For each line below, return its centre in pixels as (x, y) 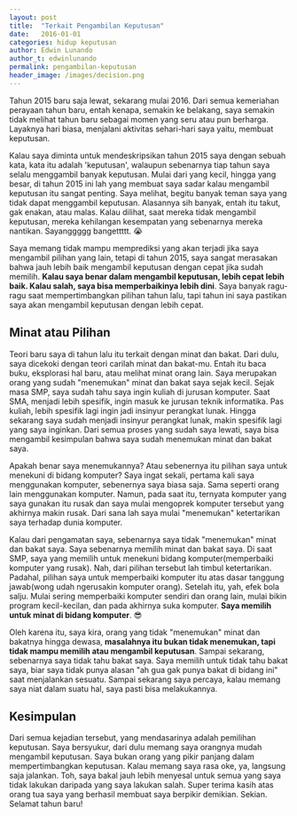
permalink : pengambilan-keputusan (73, 67)
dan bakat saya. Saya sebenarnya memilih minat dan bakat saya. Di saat (141, 549)
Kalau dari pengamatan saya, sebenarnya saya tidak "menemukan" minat (143, 539)
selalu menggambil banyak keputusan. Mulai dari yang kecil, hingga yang (143, 174)
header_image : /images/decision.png (77, 75)
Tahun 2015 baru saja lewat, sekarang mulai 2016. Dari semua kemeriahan (144, 100)
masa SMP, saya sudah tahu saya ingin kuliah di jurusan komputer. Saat (140, 392)
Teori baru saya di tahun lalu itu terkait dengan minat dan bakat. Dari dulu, (144, 354)
